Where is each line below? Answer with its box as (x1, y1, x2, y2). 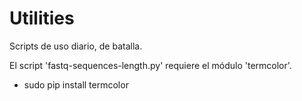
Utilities (9, 7, 75, 30)
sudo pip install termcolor (23, 78, 129, 91)
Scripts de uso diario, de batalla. (9, 40, 143, 52)
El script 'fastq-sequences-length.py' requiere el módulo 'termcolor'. (9, 59, 292, 71)
